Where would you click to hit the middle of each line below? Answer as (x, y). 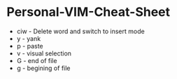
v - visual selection (44, 53)
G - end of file (37, 60)
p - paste (30, 46)
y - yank (29, 38)
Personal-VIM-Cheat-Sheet (88, 12)
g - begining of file (43, 68)
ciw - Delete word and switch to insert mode (80, 31)
